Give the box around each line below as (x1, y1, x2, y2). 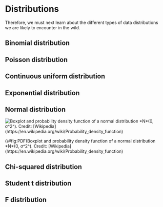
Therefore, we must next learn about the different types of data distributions (5, 20, 159, 25)
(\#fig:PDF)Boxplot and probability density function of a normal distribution (5, 138, 156, 144)
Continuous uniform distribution (5, 72, 105, 81)
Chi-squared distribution (5, 163, 82, 171)
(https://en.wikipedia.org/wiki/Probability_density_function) (5, 148, 123, 154)
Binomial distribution (5, 39, 70, 47)
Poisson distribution (5, 55, 68, 64)
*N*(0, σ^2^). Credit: (5, 143, 47, 149)
